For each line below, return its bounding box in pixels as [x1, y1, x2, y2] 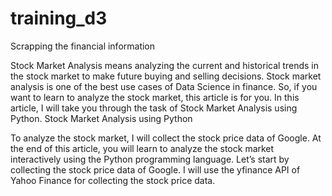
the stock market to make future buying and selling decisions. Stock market [10, 70, 322, 82]
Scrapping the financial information [10, 40, 156, 52]
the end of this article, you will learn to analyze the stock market [10, 142, 275, 154]
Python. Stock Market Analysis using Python [10, 112, 193, 124]
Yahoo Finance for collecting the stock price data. [10, 174, 216, 186]
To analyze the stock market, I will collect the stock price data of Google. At [10, 132, 322, 144]
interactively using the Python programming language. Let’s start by [10, 153, 290, 165]
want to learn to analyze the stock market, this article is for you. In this [10, 91, 300, 103]
